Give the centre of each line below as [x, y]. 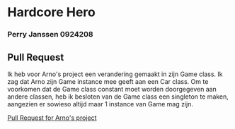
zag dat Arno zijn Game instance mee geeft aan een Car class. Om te [108, 81]
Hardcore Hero [51, 12]
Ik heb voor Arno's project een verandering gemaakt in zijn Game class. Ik [115, 74]
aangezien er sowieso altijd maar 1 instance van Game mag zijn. [100, 104]
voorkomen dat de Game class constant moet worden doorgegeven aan [112, 89]
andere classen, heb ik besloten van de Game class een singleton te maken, [118, 97]
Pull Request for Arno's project [52, 118]
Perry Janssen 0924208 [50, 35]
